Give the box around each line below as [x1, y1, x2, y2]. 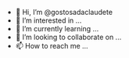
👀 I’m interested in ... [15, 16, 82, 25]
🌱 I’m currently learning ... [15, 24, 99, 33]
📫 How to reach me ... [15, 42, 88, 50]
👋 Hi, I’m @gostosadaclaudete [15, 8, 113, 16]
